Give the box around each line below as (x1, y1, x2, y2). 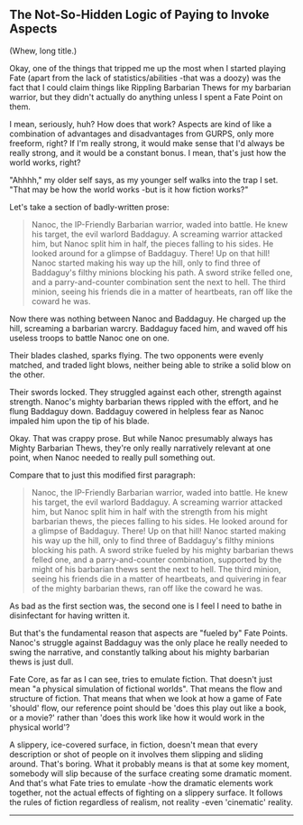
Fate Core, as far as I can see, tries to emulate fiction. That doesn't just (9, 673, 273, 684)
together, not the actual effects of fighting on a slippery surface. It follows (9, 787, 283, 798)
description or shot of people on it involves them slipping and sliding (9, 748, 263, 759)
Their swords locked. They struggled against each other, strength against (9, 386, 282, 397)
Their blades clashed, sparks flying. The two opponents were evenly (9, 349, 264, 360)
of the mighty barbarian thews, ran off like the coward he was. (31, 582, 263, 594)
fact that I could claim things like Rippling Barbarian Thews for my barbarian (9, 81, 291, 93)
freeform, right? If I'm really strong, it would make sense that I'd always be (9, 137, 286, 148)
